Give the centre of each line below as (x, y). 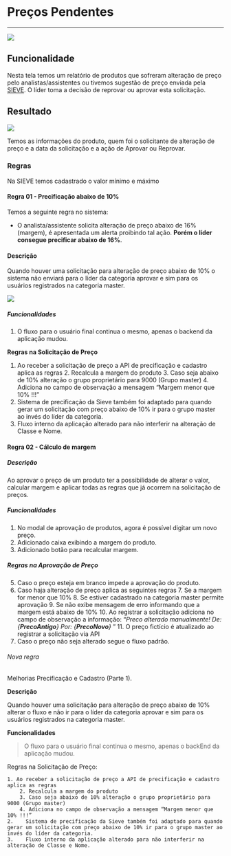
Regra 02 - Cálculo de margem (52, 447)
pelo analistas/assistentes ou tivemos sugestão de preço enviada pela (107, 83)
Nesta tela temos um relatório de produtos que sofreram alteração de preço (114, 75)
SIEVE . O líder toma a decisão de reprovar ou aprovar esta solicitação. (107, 89)
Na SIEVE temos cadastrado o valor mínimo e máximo (83, 181)
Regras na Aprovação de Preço (53, 565)
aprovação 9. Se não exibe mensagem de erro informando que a (108, 604)
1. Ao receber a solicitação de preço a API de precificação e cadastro (113, 779)
